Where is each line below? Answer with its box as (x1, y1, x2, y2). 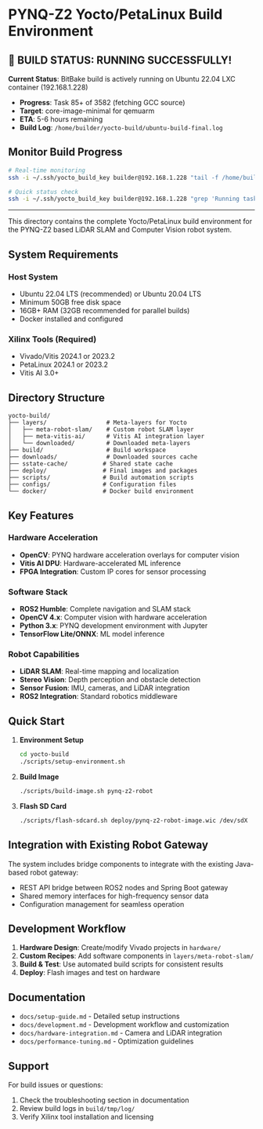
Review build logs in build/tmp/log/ (19, 1103, 135, 1113)
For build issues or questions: (8, 1080, 103, 1089)
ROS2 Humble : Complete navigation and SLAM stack (19, 605, 192, 614)
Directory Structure (8, 391, 106, 404)
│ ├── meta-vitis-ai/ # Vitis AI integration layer (8, 433, 205, 440)
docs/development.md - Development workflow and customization (19, 1020, 229, 1029)
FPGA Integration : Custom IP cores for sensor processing (19, 567, 207, 576)
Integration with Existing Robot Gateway (8, 839, 209, 852)
